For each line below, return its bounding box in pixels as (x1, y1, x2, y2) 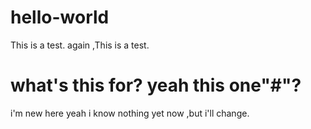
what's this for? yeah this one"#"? (10, 74, 302, 97)
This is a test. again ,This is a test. (10, 39, 150, 51)
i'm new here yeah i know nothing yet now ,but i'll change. (10, 107, 250, 119)
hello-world (10, 6, 110, 29)
